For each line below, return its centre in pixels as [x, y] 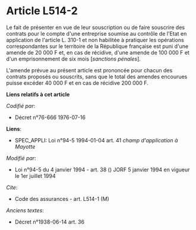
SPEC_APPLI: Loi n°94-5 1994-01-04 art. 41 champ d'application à [96, 140]
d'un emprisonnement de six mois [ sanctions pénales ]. [74, 59]
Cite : [12, 187]
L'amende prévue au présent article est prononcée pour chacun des [89, 70]
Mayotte [25, 146]
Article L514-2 [42, 11]
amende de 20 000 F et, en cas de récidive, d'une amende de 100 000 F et [98, 52]
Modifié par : [21, 158]
